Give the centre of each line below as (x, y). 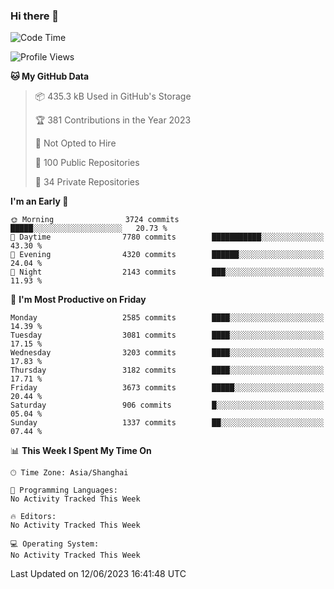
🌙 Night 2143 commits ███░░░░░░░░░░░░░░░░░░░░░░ (167, 272)
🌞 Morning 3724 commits (95, 220)
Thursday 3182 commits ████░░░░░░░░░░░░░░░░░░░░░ (167, 370)
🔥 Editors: (33, 517)
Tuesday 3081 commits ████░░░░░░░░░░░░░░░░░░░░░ (167, 335)
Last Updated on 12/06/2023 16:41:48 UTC (98, 574)
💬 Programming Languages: (64, 490)
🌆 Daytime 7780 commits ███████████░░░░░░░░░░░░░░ (167, 237)
